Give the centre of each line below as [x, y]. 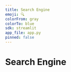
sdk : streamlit [21, 28]
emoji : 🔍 [15, 14]
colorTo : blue [20, 24]
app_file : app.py [23, 33]
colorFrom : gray [22, 19]
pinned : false [20, 38]
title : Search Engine [28, 10]
